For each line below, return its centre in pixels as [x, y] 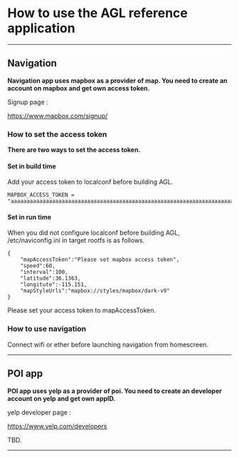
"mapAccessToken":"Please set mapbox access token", [100, 260]
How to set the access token [57, 134]
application [42, 28]
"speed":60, [38, 266]
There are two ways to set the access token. [74, 150]
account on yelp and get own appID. [62, 398]
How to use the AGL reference [98, 13]
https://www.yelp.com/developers [57, 426]
